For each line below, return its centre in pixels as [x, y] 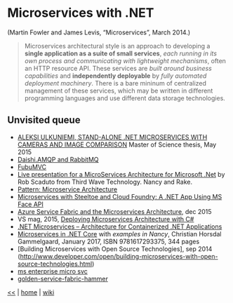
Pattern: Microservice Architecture [67, 189]
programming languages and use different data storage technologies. [125, 98]
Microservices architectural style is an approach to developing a [117, 46]
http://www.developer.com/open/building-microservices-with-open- [119, 256]
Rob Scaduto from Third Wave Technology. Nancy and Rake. [105, 182]
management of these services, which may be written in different [119, 90]
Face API [31, 204]
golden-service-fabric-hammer [63, 278]
